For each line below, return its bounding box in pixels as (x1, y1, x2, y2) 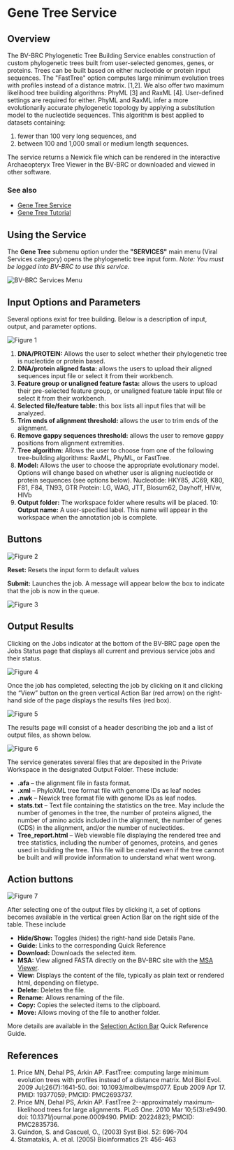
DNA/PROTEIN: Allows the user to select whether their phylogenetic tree (17, 349, 228, 358)
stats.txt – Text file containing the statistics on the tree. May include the (17, 801, 225, 810)
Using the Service (7, 229, 87, 241)
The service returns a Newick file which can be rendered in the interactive (7, 153, 221, 161)
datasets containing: (7, 118, 66, 127)
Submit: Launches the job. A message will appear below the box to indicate (7, 579, 225, 588)
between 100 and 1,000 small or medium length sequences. (17, 139, 189, 148)
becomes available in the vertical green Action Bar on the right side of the (7, 913, 219, 922)
